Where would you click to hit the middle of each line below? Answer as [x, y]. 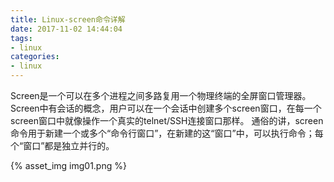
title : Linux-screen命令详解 [68, 19]
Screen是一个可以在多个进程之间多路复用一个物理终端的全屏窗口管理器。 [161, 95]
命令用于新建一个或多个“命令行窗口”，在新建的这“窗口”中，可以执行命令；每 [167, 133]
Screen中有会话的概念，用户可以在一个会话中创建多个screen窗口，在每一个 [166, 108]
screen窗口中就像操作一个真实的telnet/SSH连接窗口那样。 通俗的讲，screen [167, 120]
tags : [21, 38]
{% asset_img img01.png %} [68, 165]
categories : [35, 57]
